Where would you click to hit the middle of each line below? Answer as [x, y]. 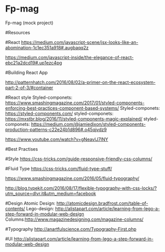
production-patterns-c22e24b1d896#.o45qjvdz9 [56, 130]
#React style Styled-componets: [39, 97]
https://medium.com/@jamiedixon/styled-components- [88, 124]
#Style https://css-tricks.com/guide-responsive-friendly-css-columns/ [79, 159]
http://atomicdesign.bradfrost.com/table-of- [102, 203]
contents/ [15, 208]
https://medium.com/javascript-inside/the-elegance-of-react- [69, 57]
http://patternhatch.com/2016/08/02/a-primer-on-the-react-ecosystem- [80, 82]
